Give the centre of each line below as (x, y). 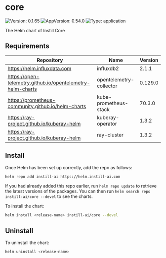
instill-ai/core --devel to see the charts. (49, 196)
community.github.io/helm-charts (47, 106)
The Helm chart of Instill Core (35, 30)
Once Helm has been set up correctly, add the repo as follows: (69, 167)
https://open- (23, 76)
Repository (50, 60)
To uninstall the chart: (27, 243)
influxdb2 (108, 68)
